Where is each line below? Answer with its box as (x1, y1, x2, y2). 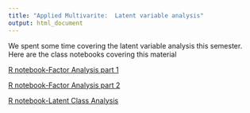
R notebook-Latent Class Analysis (8, 95, 119, 105)
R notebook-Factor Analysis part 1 (8, 64, 119, 74)
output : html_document (8, 19, 83, 27)
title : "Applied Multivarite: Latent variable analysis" (8, 11, 204, 20)
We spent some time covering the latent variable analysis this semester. (8, 41, 243, 50)
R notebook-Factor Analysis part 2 (8, 80, 121, 90)
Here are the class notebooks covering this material (8, 49, 177, 59)
